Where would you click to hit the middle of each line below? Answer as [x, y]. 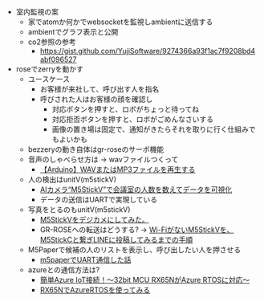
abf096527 [58, 59]
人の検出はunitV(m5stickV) [72, 180]
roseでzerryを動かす [50, 69]
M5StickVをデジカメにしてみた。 [95, 220]
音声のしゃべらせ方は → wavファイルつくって [103, 159]
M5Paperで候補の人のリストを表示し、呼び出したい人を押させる [134, 250]
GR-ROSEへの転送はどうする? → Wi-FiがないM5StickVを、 [137, 230]
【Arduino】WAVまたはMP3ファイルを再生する [118, 169]
